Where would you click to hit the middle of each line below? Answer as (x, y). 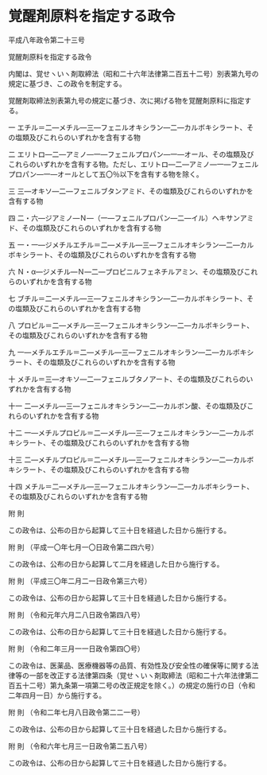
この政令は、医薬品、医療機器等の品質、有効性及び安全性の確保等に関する (130, 665)
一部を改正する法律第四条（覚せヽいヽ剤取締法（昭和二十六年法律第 (140, 675)
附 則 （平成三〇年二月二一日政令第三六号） (80, 581)
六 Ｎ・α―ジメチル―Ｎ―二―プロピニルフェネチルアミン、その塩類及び (126, 271)
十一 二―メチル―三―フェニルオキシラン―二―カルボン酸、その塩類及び (128, 406)
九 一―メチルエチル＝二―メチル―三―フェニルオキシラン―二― (114, 352)
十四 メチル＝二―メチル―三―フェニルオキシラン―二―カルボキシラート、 (131, 486)
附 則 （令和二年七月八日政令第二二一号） (76, 712)
